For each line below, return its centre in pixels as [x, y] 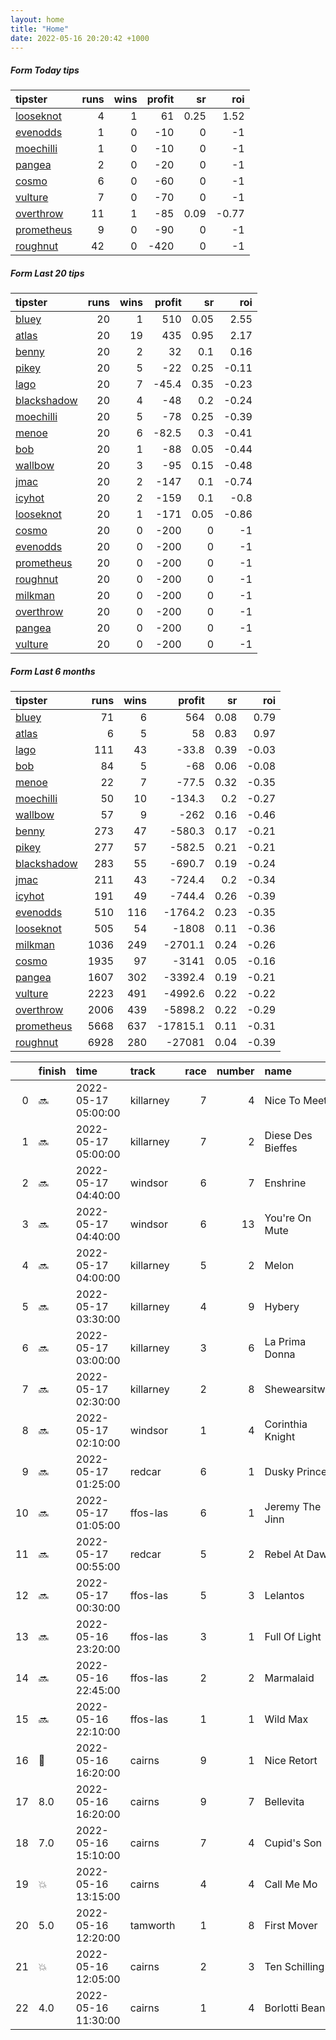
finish [52, 1071]
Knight [280, 1437]
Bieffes [281, 1148]
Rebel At [284, 1554]
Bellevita [284, 1802]
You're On [288, 1218]
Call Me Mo [291, 1884]
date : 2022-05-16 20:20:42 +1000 [80, 38]
